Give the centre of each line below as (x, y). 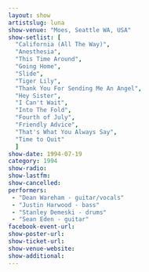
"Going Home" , (38, 67)
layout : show (29, 15)
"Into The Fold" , (44, 111)
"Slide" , (29, 74)
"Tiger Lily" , (38, 81)
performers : (27, 190)
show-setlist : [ (35, 37)
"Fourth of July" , (45, 118)
